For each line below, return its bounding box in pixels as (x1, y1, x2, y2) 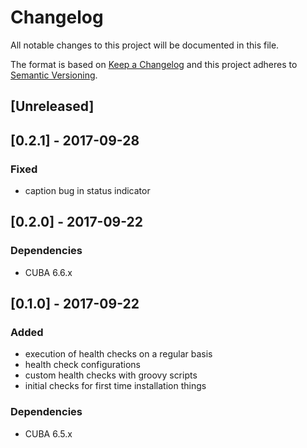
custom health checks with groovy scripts (24, 369, 198, 381)
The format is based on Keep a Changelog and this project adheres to (10, 58, 298, 70)
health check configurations (24, 359, 141, 371)
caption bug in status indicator (24, 185, 151, 197)
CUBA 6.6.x (24, 266, 73, 278)
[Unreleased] (10, 98, 95, 115)
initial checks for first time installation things (24, 380, 207, 392)
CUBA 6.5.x (24, 427, 73, 440)
